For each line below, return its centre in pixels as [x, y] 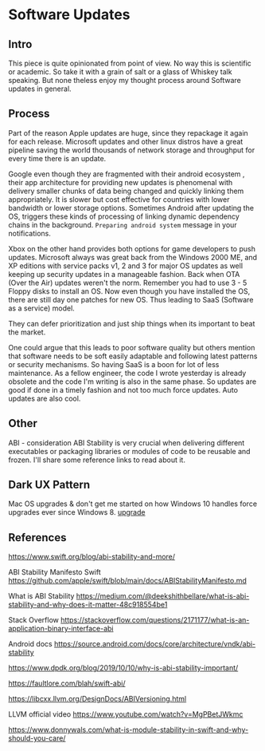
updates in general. [40, 89]
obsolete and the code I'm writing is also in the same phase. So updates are [132, 381]
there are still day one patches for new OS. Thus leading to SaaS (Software [131, 299]
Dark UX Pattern [49, 485]
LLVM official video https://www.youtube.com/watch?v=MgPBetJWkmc [126, 714]
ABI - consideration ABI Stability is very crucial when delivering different [127, 443]
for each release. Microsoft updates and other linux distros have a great [126, 141]
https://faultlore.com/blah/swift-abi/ [67, 683]
